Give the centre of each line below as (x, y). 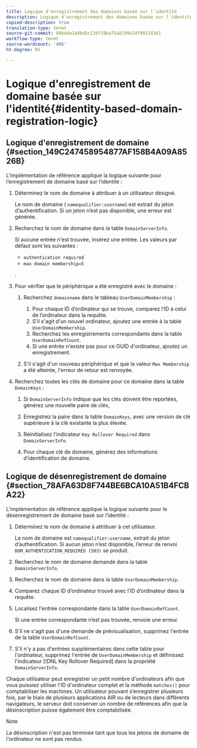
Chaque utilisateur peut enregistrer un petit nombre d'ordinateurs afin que (95, 679)
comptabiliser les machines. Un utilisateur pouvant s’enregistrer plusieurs (95, 691)
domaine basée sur (54, 96)
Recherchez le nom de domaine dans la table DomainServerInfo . (91, 228)
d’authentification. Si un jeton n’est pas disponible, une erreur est (93, 210)
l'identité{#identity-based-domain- (94, 109)
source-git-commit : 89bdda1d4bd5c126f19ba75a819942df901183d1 (84, 33)
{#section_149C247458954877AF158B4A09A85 (97, 152)
